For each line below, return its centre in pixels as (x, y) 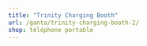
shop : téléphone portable (51, 30)
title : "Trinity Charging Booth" (63, 15)
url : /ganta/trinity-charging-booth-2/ (74, 23)
